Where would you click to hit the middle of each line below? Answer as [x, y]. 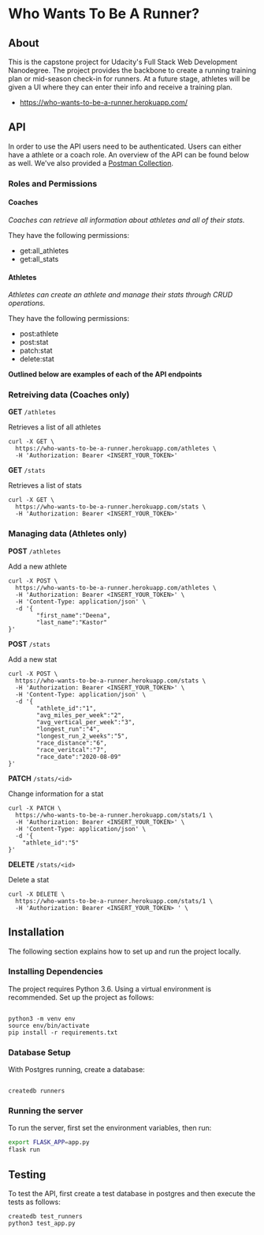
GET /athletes [32, 412]
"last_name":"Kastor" [72, 622]
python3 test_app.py [42, 1223]
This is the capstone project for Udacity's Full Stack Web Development [123, 62]
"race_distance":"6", [72, 743]
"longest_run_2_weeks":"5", [82, 736]
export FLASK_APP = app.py [49, 1142]
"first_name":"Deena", [74, 615]
